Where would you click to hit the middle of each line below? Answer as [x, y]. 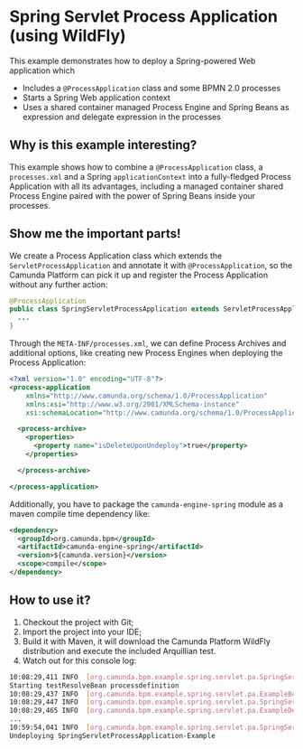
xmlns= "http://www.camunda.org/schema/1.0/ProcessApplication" [147, 396]
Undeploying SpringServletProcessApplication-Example [113, 735]
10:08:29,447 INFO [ [50, 702]
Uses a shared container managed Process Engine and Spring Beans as [156, 107]
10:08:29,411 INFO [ [50, 677]
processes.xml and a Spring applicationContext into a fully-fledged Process [150, 176]
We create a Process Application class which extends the [116, 256]
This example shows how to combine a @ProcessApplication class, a [136, 167]
